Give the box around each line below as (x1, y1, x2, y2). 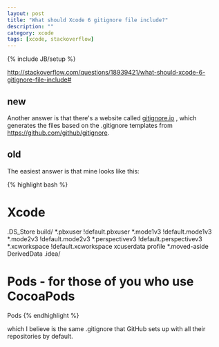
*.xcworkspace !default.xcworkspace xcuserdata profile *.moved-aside (7, 242, 209, 250)
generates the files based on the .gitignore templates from (7, 121, 173, 129)
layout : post (7, 10, 45, 17)
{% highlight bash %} (7, 180, 68, 189)
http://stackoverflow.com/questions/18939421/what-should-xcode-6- (7, 68, 206, 77)
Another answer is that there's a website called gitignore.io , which (7, 113, 197, 122)
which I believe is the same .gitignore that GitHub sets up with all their (7, 324, 206, 332)
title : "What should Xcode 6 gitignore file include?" (7, 17, 169, 24)
